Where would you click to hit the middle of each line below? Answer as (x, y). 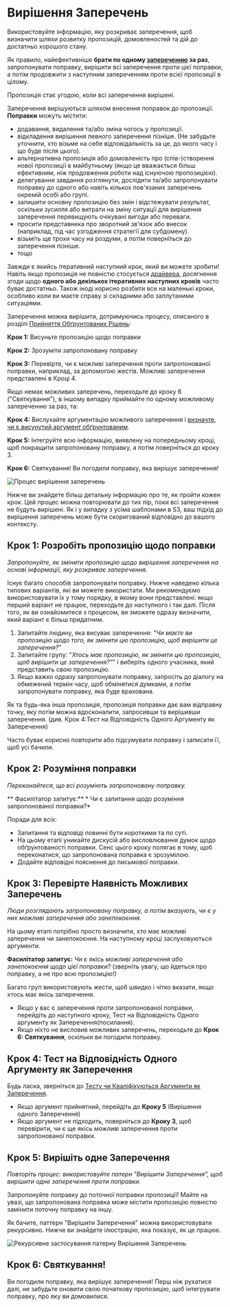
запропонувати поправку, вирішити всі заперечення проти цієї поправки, (115, 67)
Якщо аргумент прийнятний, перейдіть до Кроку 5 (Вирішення (109, 1107)
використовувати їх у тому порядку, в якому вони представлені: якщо (110, 597)
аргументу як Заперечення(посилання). (76, 1022)
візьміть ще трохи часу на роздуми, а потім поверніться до (104, 238)
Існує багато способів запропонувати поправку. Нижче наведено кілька (113, 583)
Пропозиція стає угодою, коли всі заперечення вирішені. (91, 95)
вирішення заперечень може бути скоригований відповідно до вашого (111, 517)
